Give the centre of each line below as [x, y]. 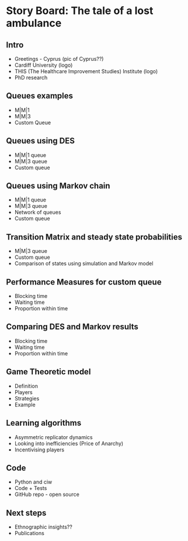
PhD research [31, 78]
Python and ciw [33, 482]
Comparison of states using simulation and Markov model [84, 263]
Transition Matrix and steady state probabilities [94, 237]
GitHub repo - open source [47, 494]
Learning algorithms [44, 423]
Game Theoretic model [48, 372]
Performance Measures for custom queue [84, 282]
